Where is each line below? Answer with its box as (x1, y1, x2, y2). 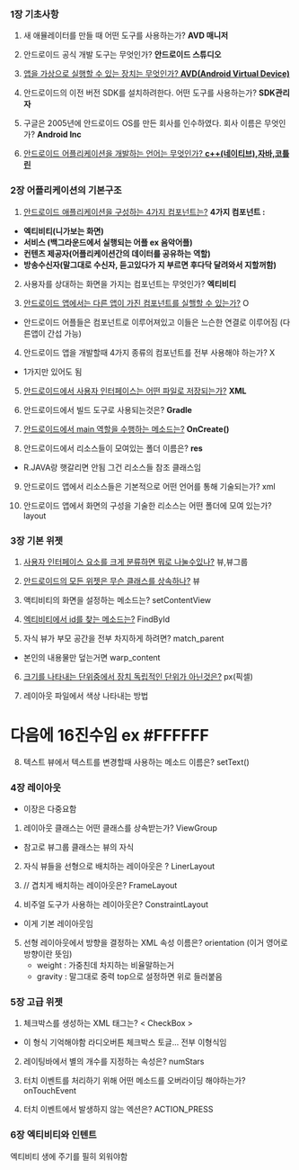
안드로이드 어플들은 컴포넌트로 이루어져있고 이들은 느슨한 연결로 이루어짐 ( (22, 317, 284, 328)
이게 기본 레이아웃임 (22, 918, 93, 929)
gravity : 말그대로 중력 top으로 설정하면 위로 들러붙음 (36, 971, 223, 982)
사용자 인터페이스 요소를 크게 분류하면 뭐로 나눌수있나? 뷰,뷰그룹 (22, 556, 249, 567)
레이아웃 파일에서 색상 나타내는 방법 (22, 690, 149, 701)
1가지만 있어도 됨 (22, 366, 83, 377)
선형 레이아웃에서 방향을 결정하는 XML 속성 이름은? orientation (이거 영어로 (22, 938, 288, 949)
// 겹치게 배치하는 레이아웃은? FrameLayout (22, 880, 178, 891)
